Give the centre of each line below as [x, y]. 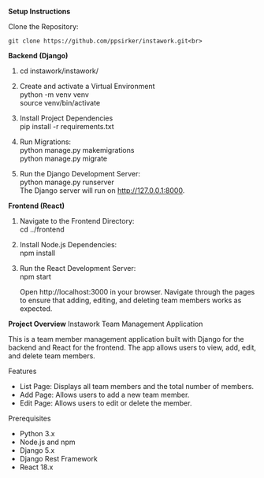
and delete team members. [52, 356]
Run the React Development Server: [78, 268]
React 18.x [36, 467]
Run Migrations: [45, 142]
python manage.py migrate [63, 158]
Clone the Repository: [43, 26]
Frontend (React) [37, 206]
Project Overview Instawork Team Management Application [106, 324]
